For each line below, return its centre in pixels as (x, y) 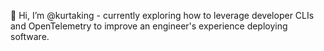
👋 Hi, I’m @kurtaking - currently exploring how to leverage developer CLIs (162, 15)
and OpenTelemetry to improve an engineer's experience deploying (149, 26)
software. (30, 36)
